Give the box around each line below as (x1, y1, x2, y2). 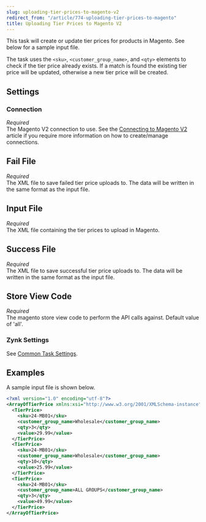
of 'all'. (6, 321, 23, 328)
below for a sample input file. (6, 44, 80, 51)
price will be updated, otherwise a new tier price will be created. (6, 69, 169, 76)
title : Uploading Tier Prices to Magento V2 (6, 20, 122, 26)
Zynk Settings (6, 336, 49, 345)
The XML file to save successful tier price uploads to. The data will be (6, 267, 183, 274)
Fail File (6, 156, 36, 166)
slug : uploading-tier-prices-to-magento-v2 (6, 9, 120, 15)
